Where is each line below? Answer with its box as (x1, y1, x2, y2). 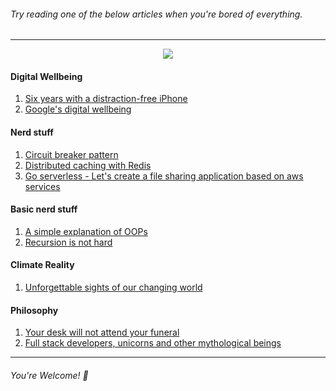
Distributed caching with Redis (24, 159, 152, 171)
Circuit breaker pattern (24, 148, 119, 160)
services (24, 180, 61, 192)
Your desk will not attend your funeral (24, 326, 180, 339)
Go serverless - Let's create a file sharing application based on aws (24, 170, 304, 182)
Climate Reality (10, 259, 75, 271)
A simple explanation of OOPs (24, 225, 148, 237)
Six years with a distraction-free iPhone (24, 93, 188, 105)
